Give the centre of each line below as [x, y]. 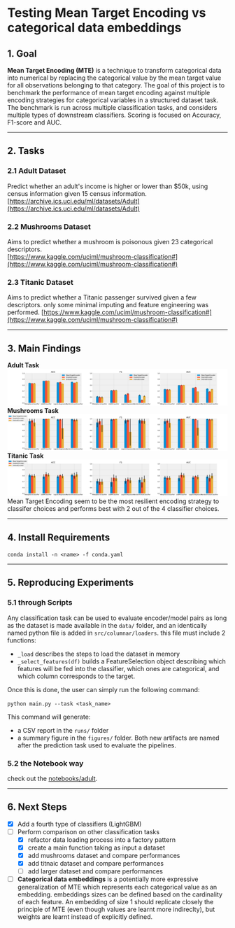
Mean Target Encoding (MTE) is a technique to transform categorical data [114, 70]
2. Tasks [26, 151]
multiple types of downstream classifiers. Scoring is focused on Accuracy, [114, 115]
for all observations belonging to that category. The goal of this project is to [116, 85]
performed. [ [26, 312]
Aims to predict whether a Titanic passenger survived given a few [102, 297]
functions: [22, 640]
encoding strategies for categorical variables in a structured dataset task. [113, 100]
